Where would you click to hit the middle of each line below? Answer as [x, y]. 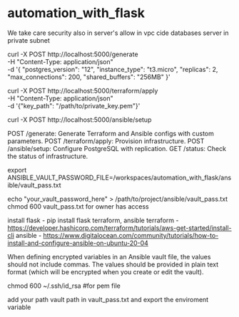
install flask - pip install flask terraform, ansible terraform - [93, 220]
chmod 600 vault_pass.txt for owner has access [78, 206]
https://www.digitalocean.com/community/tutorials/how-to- [131, 235]
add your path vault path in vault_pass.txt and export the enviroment [108, 299]
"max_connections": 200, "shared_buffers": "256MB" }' [89, 77]
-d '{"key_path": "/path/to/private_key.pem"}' [74, 105]
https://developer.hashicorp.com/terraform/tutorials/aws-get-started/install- [119, 228]
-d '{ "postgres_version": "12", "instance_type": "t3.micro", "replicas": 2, [113, 69]
